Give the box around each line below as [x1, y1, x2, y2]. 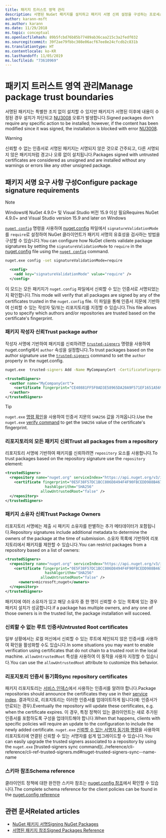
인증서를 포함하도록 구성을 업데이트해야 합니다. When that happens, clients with [5, 715, 161, 721]
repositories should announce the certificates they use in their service [5, 691, 148, 697]
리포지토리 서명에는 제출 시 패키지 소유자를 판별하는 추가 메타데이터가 [5, 523, 138, 529]
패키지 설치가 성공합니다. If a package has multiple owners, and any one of [5, 605, 153, 611]
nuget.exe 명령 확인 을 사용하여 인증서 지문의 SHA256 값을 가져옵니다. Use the [5, 414, 153, 420]
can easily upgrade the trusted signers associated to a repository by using [5, 738, 157, 744]
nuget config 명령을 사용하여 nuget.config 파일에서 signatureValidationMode [5, 225, 159, 231]
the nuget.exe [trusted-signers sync [5, 744, 78, 750]
